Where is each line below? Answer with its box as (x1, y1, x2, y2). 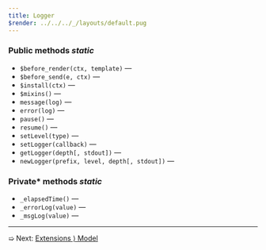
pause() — (19, 113, 54, 123)
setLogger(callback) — (19, 139, 97, 148)
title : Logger (8, 11, 55, 20)
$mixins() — (19, 88, 62, 98)
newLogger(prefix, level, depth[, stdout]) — (19, 156, 175, 165)
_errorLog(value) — (19, 202, 86, 212)
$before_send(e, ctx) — (19, 71, 101, 81)
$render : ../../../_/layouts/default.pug (8, 19, 147, 27)
